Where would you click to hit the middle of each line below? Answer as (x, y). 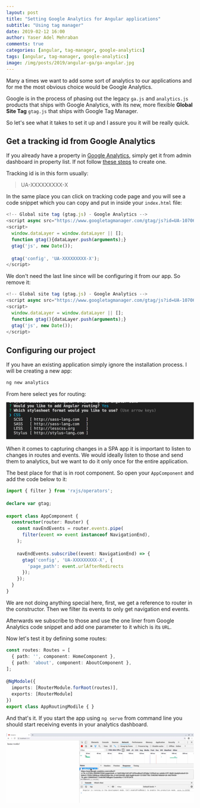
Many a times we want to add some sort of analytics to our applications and (99, 80)
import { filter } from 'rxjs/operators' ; (60, 491)
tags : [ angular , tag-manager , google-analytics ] (68, 57)
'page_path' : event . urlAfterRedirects (76, 566)
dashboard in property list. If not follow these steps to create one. (87, 162)
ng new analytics (28, 383)
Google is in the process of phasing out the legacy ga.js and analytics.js (97, 98)
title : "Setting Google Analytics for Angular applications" (84, 19)
